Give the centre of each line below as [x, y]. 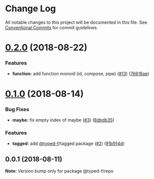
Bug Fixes [17, 109]
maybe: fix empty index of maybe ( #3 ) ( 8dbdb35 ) [63, 120]
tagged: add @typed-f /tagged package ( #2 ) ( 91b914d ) [68, 143]
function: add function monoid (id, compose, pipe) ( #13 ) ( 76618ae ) [81, 74]
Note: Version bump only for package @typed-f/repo [59, 171]
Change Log [30, 9]
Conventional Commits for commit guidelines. [51, 27]
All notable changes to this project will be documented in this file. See [76, 22]
